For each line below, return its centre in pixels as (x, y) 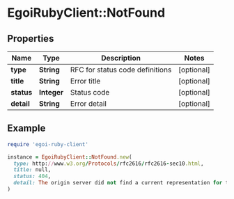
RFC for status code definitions (121, 70)
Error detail (88, 104)
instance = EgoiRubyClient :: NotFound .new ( (70, 157)
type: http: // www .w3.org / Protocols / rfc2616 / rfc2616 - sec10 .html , (109, 164)
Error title (85, 81)
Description (121, 58)
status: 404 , (32, 176)
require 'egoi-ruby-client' (48, 144)
